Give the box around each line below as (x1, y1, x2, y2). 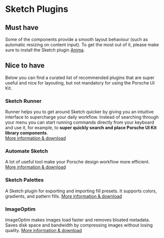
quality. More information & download (5, 228, 82, 233)
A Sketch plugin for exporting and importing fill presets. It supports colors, (5, 188, 158, 194)
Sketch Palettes (5, 176, 44, 183)
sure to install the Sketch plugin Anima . (5, 47, 85, 53)
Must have (5, 23, 39, 32)
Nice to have (5, 61, 45, 70)
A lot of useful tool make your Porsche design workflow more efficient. (5, 159, 150, 165)
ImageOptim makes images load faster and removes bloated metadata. (5, 217, 150, 223)
